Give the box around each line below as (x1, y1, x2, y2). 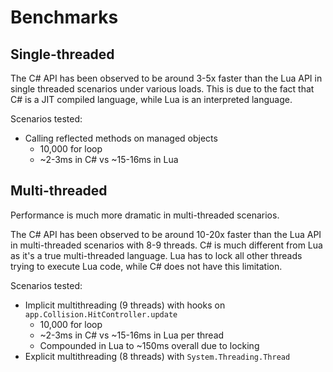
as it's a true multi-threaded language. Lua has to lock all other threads (10, 249, 303, 261)
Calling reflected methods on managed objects (24, 132, 218, 144)
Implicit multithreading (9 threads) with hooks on (24, 299, 226, 311)
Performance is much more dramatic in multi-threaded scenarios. (10, 209, 280, 221)
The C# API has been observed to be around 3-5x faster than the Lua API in (10, 72, 323, 84)
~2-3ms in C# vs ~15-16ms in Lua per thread (39, 329, 225, 341)
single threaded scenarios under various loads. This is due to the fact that (10, 83, 315, 95)
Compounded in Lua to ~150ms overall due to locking (39, 339, 260, 351)
